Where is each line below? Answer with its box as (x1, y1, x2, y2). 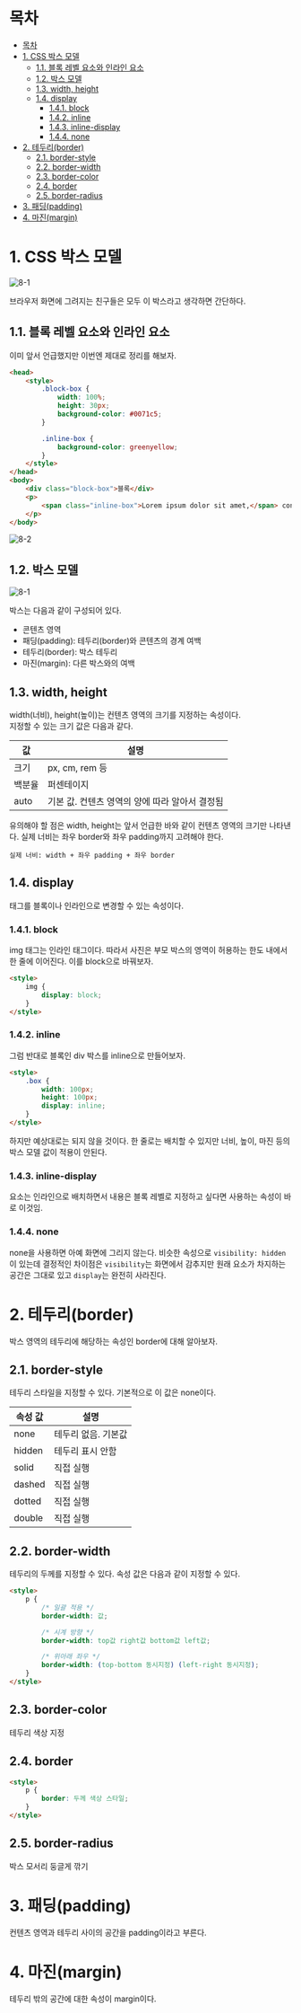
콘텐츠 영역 (21, 624, 62, 635)
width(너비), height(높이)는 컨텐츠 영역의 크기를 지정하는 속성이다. (9, 710, 242, 720)
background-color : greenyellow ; (56, 442, 178, 452)
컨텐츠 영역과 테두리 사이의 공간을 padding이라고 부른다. (9, 1927, 208, 1938)
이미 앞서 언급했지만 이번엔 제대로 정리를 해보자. (9, 349, 177, 360)
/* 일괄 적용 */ (41, 1602, 95, 1612)
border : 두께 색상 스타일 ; (41, 1794, 129, 1804)
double (13, 1512, 43, 1524)
